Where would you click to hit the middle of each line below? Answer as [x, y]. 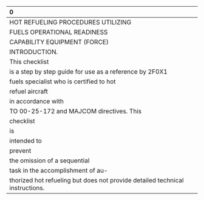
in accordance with [36, 101]
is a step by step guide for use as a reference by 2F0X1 [89, 71]
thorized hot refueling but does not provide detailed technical [97, 180]
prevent [20, 150]
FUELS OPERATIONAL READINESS [59, 32]
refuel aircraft [29, 91]
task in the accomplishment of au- [59, 171]
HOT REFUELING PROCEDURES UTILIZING [70, 22]
